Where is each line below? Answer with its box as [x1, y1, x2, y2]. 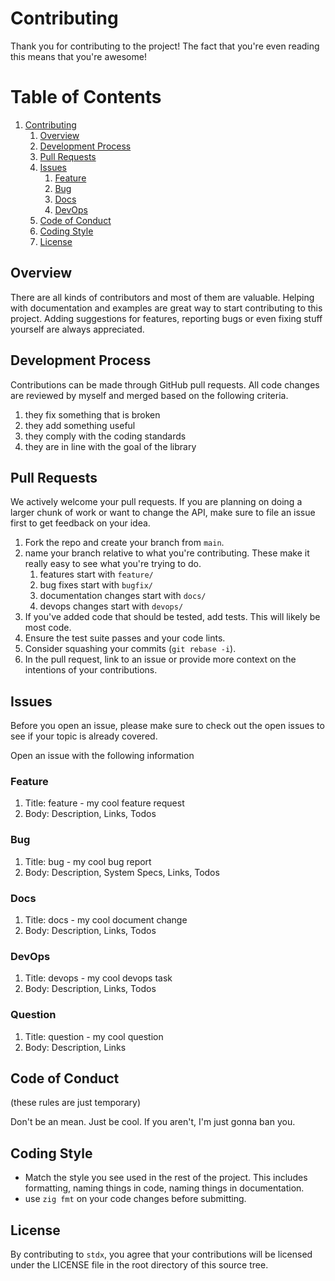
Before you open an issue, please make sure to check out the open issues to [10, 720, 325, 732]
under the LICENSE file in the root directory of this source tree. [10, 1259, 269, 1271]
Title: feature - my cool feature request [24, 797, 185, 809]
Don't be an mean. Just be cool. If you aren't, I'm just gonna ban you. [10, 1116, 296, 1128]
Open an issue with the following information [10, 750, 195, 762]
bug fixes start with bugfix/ [39, 579, 154, 591]
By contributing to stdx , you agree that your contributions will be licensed [10, 1248, 313, 1261]
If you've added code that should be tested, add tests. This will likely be [24, 611, 321, 623]
